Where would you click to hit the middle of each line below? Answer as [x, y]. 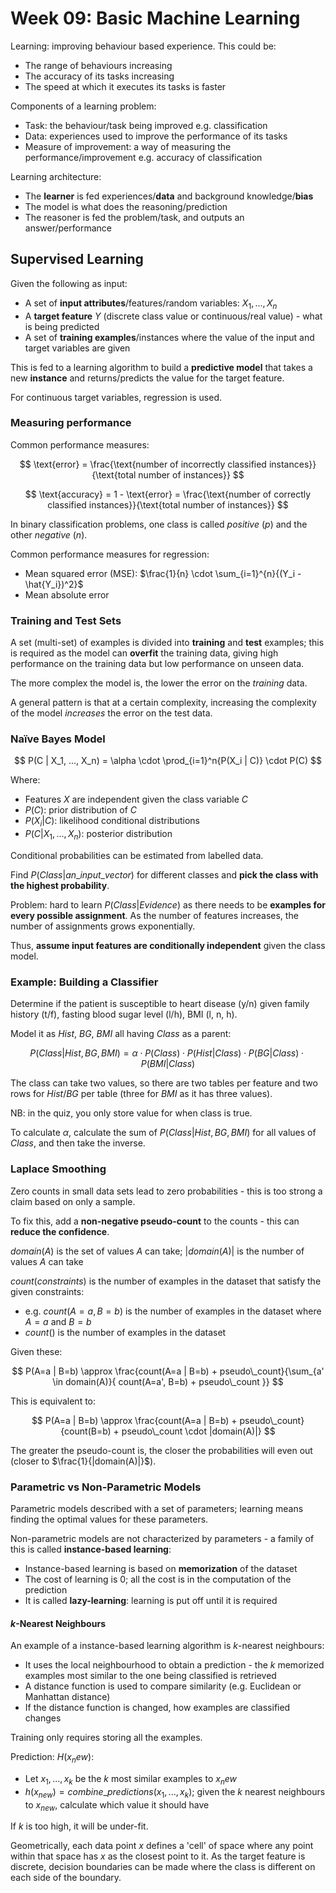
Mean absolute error [67, 594]
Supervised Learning [77, 259]
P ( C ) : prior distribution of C [81, 810]
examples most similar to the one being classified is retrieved [150, 1676]
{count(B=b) [86, 1431]
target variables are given [77, 348]
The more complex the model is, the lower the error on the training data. [159, 683]
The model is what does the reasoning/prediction [126, 206]
